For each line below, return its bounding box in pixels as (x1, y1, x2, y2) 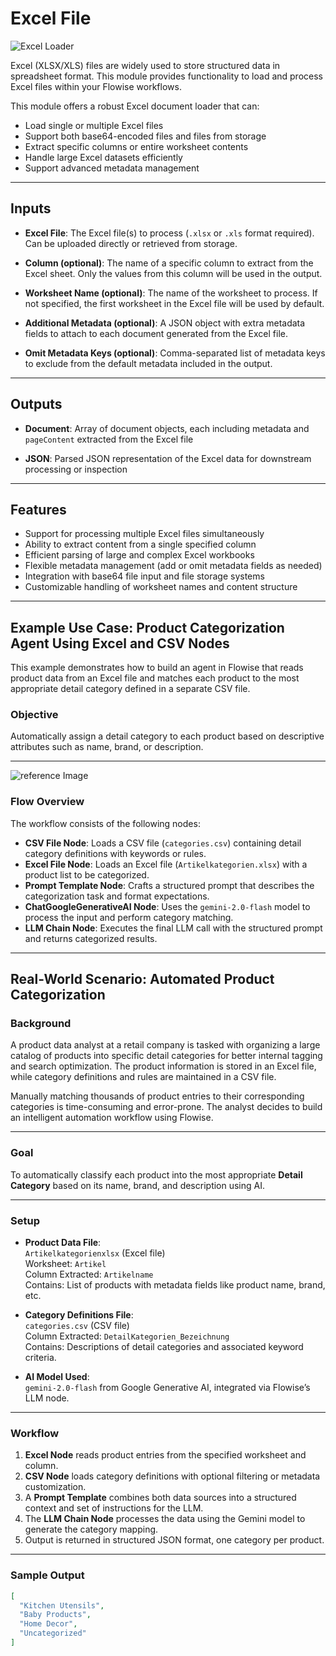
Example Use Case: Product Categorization (10, 619, 285, 636)
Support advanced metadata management (24, 162, 200, 174)
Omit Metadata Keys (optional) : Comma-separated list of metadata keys (24, 347, 326, 359)
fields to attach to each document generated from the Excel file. (24, 327, 288, 339)
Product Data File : (24, 1237, 102, 1249)
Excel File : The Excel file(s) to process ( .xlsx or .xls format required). (24, 227, 315, 239)
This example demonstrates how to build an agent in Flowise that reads (10, 662, 304, 674)
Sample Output (10, 1568, 85, 1582)
